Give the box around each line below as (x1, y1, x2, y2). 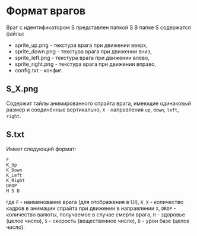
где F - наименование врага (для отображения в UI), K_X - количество (6, 198, 184, 205)
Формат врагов (6, 4, 86, 18)
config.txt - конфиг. (14, 66, 63, 74)
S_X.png (6, 84, 39, 94)
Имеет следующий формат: (6, 145, 77, 152)
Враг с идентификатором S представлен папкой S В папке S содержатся (6, 24, 191, 31)
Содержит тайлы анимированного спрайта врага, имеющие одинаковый (6, 100, 192, 107)
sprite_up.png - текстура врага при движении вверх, (14, 42, 148, 49)
